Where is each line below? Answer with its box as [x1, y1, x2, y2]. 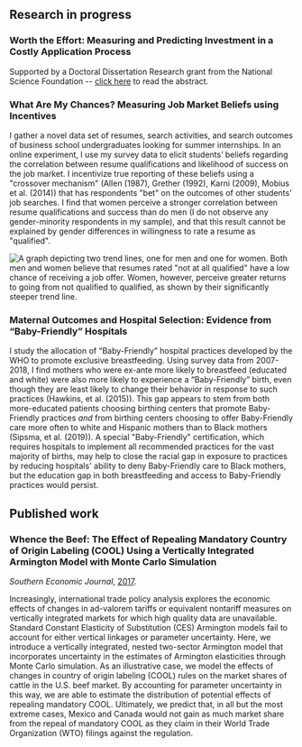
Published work [9, 505, 99, 521]
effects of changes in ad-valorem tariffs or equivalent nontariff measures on [9, 603, 292, 613]
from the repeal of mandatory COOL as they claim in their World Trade [9, 717, 270, 729]
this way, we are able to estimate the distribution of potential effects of [9, 689, 271, 700]
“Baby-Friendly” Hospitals [9, 325, 128, 337]
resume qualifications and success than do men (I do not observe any [9, 207, 269, 217]
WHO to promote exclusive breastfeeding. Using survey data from [9, 355, 254, 366]
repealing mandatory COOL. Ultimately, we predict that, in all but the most [9, 698, 284, 709]
